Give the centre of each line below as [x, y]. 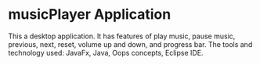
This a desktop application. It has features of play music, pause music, [122, 36]
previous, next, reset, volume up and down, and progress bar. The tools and [130, 44]
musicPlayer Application [90, 14]
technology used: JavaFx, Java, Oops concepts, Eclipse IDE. [106, 52]
